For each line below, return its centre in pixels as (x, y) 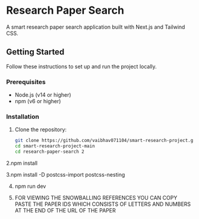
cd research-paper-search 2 (49, 152)
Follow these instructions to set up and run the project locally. (82, 66)
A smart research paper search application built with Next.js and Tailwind (96, 27)
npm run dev (30, 186)
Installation (23, 116)
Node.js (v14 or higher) (43, 95)
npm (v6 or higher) (38, 101)
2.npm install (22, 163)
